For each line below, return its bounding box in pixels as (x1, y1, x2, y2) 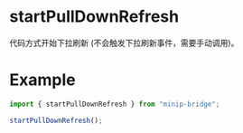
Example (9, 70, 76, 90)
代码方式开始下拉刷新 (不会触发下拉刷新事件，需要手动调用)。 (9, 37, 239, 48)
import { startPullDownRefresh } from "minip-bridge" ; (9, 100, 220, 109)
